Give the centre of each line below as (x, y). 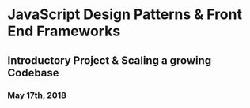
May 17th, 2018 (37, 95)
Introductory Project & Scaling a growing (110, 60)
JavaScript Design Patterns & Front (125, 15)
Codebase (34, 73)
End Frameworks (64, 31)
